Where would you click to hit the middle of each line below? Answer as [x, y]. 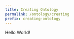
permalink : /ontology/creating [37, 14]
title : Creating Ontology [32, 10]
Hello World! [18, 33]
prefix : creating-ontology [33, 19]
